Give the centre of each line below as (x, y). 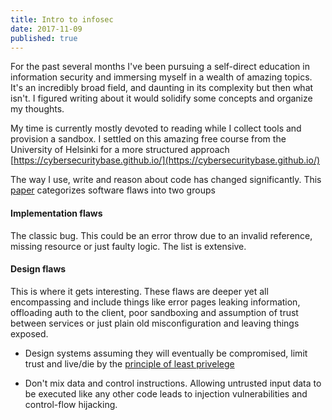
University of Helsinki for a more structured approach (120, 150)
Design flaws (38, 269)
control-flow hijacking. (71, 404)
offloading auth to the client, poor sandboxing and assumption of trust (154, 312)
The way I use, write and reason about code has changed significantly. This (166, 180)
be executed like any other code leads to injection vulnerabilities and (166, 393)
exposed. (29, 333)
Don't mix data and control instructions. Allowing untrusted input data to (173, 383)
